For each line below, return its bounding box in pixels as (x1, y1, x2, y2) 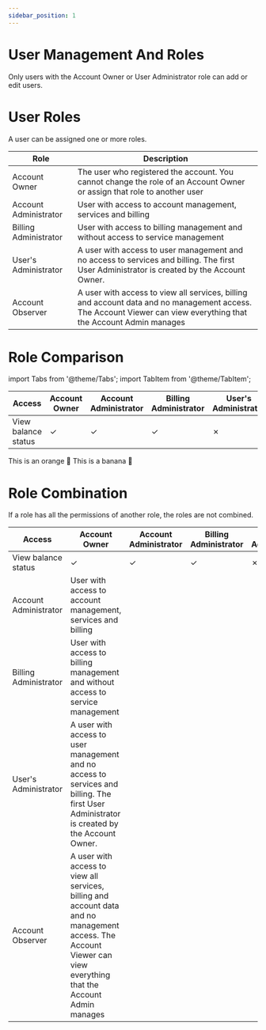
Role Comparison (8, 348, 124, 366)
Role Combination (8, 484, 128, 502)
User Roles (8, 108, 82, 126)
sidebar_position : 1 (8, 11, 77, 20)
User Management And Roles (8, 45, 204, 63)
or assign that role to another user (78, 186, 203, 197)
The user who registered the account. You (78, 166, 234, 177)
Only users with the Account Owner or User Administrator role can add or (8, 72, 248, 81)
